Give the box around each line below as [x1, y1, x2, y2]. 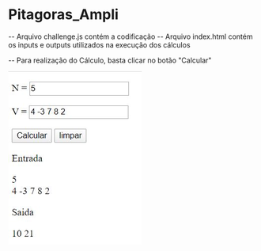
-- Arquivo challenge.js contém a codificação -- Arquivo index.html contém [8, 32, 253, 41]
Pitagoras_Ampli [8, 6, 119, 24]
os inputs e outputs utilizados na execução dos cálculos [8, 40, 191, 49]
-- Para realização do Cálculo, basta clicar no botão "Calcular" [8, 55, 212, 65]
